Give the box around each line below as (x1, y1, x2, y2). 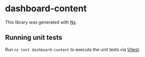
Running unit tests (5, 33, 62, 42)
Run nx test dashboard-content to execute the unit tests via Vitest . (5, 46, 141, 52)
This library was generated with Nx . (5, 19, 77, 25)
